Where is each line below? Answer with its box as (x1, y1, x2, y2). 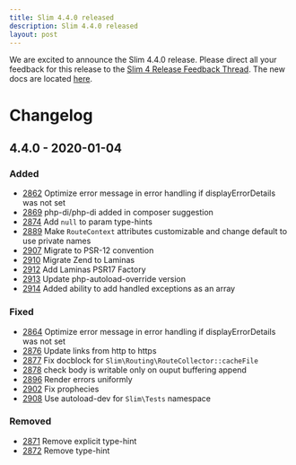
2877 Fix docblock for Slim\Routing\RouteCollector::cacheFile (22, 355, 258, 365)
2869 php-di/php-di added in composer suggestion (22, 207, 213, 218)
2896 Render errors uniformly (22, 373, 133, 384)
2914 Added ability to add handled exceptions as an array (22, 284, 236, 294)
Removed (9, 415, 52, 427)
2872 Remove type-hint (22, 445, 110, 456)
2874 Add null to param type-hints (22, 216, 152, 227)
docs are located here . (9, 74, 92, 84)
